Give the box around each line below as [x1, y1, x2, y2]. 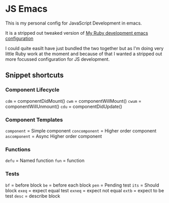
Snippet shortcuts [5, 71, 64, 80]
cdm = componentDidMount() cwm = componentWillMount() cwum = [5, 98, 142, 104]
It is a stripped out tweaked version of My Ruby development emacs [5, 30, 149, 36]
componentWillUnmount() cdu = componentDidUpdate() [5, 103, 123, 109]
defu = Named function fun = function [5, 157, 85, 164]
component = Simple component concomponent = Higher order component [5, 127, 157, 133]
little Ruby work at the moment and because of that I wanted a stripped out [5, 51, 162, 57]
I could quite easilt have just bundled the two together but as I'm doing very [5, 45, 164, 51]
